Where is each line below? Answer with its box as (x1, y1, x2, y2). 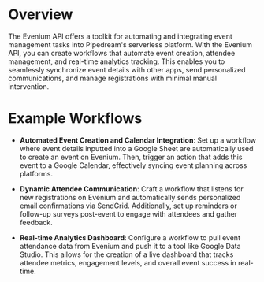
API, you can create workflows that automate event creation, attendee (8, 48, 236, 58)
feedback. (19, 217, 53, 227)
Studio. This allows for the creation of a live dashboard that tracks (19, 250, 234, 259)
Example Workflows (8, 109, 143, 128)
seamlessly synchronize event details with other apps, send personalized (8, 65, 246, 74)
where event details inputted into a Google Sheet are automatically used (19, 143, 254, 153)
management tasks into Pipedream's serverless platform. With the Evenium (8, 39, 253, 49)
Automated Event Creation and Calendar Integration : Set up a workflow (19, 135, 257, 145)
